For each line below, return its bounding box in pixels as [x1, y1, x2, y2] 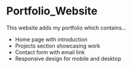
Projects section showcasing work [14, 42, 101, 49]
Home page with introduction [14, 36, 88, 43]
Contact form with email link [14, 48, 85, 55]
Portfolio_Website [6, 4, 98, 18]
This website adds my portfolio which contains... [6, 24, 127, 31]
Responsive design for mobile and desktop [14, 55, 122, 62]
